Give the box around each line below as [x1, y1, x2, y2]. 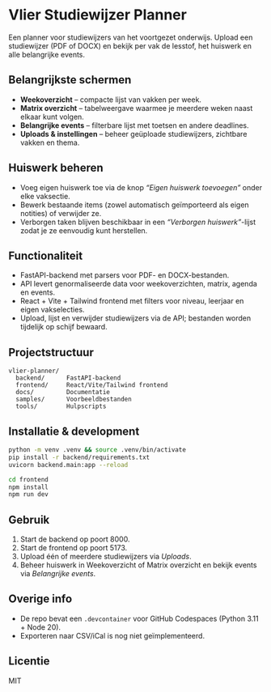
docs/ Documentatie [15, 388, 111, 397]
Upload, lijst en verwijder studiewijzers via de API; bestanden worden [19, 313, 252, 323]
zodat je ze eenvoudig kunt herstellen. [19, 225, 148, 236]
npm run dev [8, 490, 49, 499]
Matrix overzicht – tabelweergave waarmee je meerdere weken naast [19, 103, 253, 113]
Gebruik [8, 512, 50, 527]
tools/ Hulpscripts [15, 402, 107, 410]
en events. [19, 287, 55, 297]
